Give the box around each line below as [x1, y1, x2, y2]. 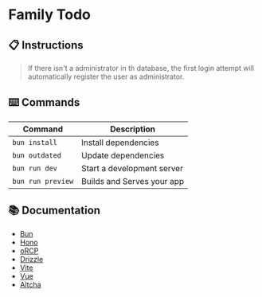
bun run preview [12, 177, 74, 186]
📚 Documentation [8, 204, 101, 217]
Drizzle [19, 254, 44, 264]
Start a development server [80, 162, 183, 174]
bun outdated [12, 150, 62, 160]
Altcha [19, 279, 41, 289]
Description [110, 123, 155, 135]
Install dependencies [80, 137, 159, 148]
